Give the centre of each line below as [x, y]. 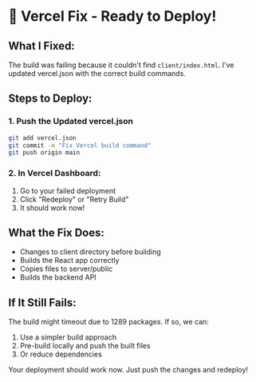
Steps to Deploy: [50, 99]
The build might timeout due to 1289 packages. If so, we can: [108, 322]
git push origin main [44, 153]
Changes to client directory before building [90, 252]
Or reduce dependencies [61, 354]
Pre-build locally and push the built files [85, 346]
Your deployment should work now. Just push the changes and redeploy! [128, 370]
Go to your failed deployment [68, 190]
